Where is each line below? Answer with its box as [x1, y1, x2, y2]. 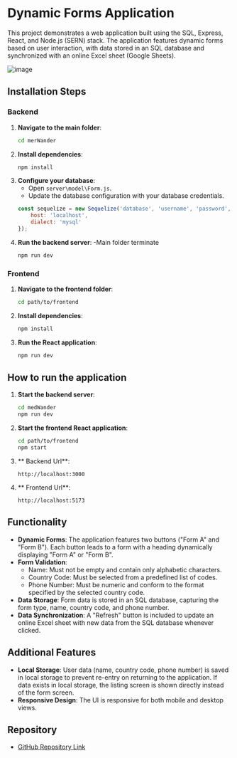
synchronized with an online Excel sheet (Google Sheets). [7, 51, 176, 60]
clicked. [17, 626, 41, 634]
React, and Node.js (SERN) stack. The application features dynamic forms [7, 36, 224, 44]
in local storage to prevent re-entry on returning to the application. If [17, 673, 218, 681]
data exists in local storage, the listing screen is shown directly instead [17, 680, 224, 689]
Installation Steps [7, 85, 87, 98]
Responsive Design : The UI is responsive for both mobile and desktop [17, 695, 224, 704]
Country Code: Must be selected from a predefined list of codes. [28, 573, 218, 581]
